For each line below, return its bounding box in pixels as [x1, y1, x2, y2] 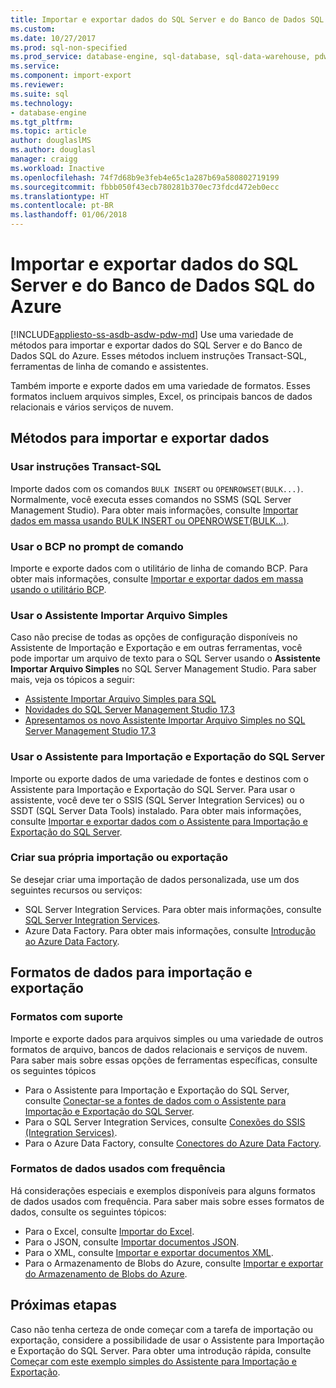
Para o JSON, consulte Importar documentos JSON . [24, 1236, 240, 1248]
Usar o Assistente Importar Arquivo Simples [10, 608, 228, 622]
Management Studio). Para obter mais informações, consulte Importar [10, 504, 299, 516]
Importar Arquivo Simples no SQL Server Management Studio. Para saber [10, 663, 317, 675]
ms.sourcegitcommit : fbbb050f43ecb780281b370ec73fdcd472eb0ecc [10, 182, 280, 192]
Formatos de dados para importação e [10, 964, 253, 981]
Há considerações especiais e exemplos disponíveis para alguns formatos [10, 1184, 316, 1196]
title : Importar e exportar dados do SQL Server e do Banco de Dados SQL [10, 14, 325, 25]
